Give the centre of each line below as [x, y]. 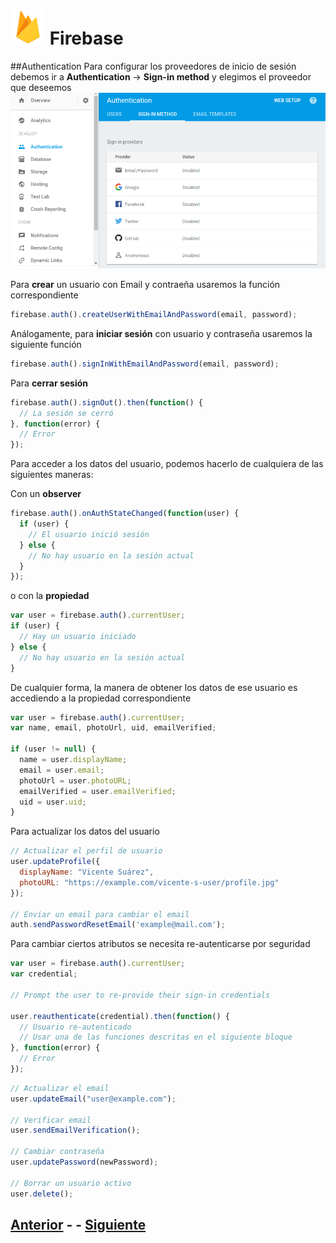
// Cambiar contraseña [57, 1152]
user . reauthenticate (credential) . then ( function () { [120, 1016]
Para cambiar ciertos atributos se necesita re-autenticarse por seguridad [160, 944]
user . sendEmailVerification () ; [75, 1130]
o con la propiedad [50, 596]
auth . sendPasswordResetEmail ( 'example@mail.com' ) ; [118, 925]
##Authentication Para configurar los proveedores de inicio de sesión [153, 66]
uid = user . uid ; [53, 802]
